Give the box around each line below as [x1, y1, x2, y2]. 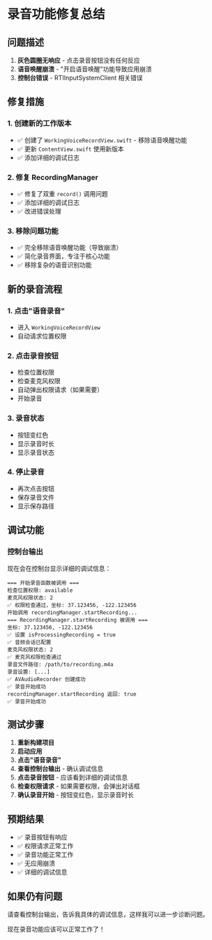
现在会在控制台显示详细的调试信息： [7, 564, 112, 572]
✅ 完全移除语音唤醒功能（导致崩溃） [17, 244, 123, 252]
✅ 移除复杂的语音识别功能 [17, 261, 92, 269]
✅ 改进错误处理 [17, 207, 61, 215]
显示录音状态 [17, 448, 54, 456]
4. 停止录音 [7, 467, 45, 477]
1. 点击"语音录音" [7, 306, 66, 315]
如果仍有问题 [7, 890, 63, 902]
